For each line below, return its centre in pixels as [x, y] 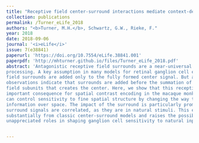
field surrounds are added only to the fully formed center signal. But [98, 77]
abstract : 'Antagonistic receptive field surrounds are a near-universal [99, 66]
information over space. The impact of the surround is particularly [94, 104]
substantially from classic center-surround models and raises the [91, 115]
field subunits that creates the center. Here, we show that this [90, 88]
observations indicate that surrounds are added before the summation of [99, 83]
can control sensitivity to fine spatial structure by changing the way [98, 99]
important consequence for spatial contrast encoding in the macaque [94, 94]
